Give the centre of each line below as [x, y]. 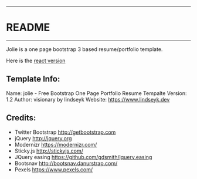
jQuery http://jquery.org [43, 138]
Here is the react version [36, 60]
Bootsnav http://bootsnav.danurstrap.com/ [66, 163]
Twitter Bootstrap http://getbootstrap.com [65, 132]
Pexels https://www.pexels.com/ [54, 169]
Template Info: [33, 79]
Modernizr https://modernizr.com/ [56, 144]
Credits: [21, 118]
